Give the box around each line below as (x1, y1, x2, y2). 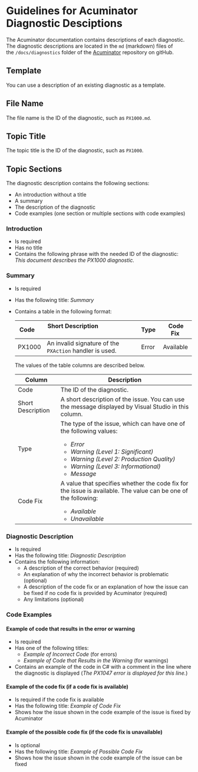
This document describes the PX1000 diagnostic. (14, 257, 134, 264)
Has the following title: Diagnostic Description (14, 552, 126, 559)
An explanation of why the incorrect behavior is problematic (23, 571, 169, 578)
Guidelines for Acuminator (6, 4, 138, 18)
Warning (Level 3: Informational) (70, 462, 161, 470)
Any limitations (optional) (23, 596, 84, 603)
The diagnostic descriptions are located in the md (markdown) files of (6, 42, 173, 50)
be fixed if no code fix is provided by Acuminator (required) (23, 590, 168, 597)
